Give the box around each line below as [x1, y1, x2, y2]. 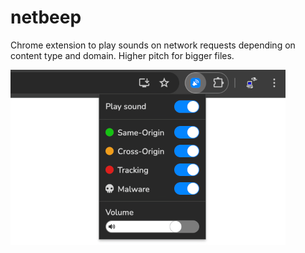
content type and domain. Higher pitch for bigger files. [10, 49, 235, 61]
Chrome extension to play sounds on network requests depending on [10, 39, 296, 51]
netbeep [10, 6, 82, 29]
